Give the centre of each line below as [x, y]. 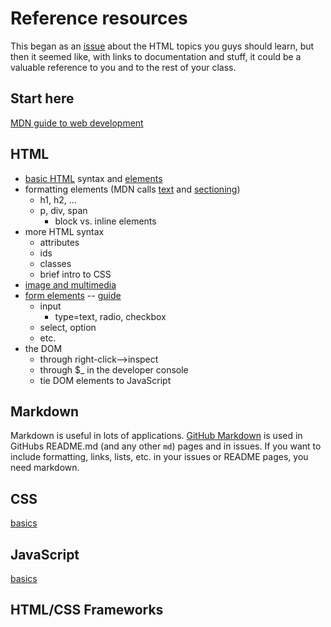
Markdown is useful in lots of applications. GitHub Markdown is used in [156, 436]
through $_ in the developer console [114, 369]
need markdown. [45, 468]
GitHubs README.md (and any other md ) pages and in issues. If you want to [166, 446]
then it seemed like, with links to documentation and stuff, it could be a [156, 56]
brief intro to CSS [75, 274]
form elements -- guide [73, 295]
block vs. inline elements [105, 221]
